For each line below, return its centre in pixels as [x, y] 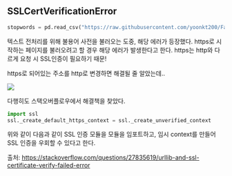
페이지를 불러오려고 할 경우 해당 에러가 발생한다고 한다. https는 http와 [119, 50]
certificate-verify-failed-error [49, 166]
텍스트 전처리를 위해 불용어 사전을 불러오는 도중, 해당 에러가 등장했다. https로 [111, 41]
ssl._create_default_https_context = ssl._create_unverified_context [109, 120]
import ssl [23, 114]
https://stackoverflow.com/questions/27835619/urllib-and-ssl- [110, 157]
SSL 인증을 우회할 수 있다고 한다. [51, 143]
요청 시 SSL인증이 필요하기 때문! [63, 59]
